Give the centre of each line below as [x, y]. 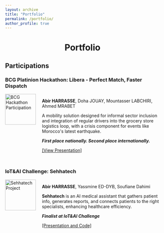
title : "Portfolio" [25, 14]
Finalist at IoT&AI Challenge [71, 216]
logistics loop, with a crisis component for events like [96, 126]
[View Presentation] [62, 150]
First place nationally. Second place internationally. [96, 141]
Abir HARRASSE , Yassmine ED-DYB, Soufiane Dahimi [96, 186]
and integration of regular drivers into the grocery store [98, 121]
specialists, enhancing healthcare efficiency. [87, 206]
